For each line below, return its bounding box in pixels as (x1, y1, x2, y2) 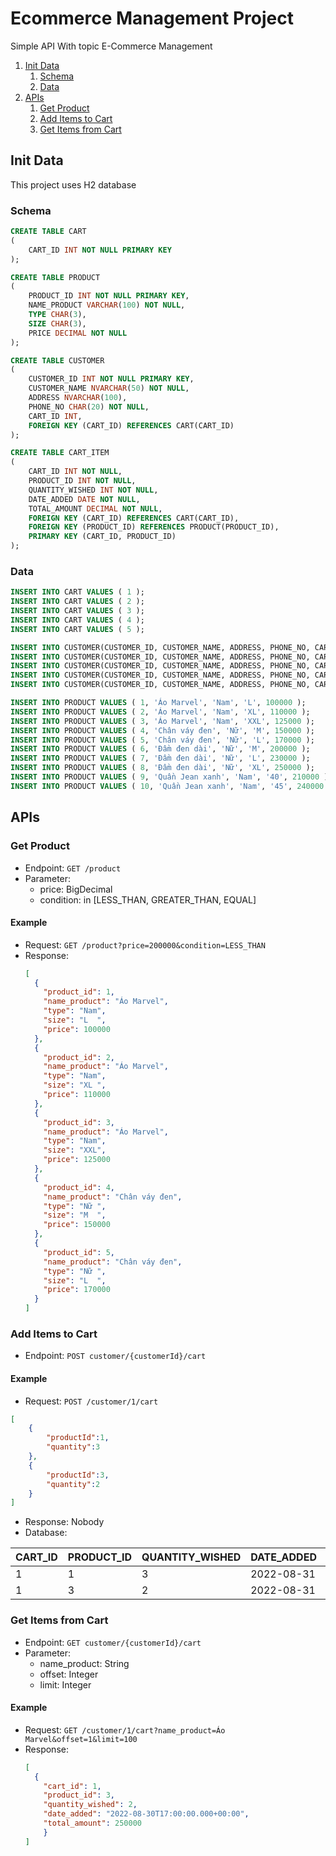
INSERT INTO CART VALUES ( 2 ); (10, 597, 145, 607)
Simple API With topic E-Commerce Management (10, 40, 213, 52)
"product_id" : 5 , (43, 1247, 116, 1257)
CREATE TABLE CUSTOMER (10, 355, 105, 366)
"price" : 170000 (43, 1285, 111, 1295)
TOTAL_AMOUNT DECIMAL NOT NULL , (28, 503, 163, 514)
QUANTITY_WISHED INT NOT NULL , (28, 485, 159, 495)
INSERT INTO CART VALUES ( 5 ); (10, 624, 145, 634)
